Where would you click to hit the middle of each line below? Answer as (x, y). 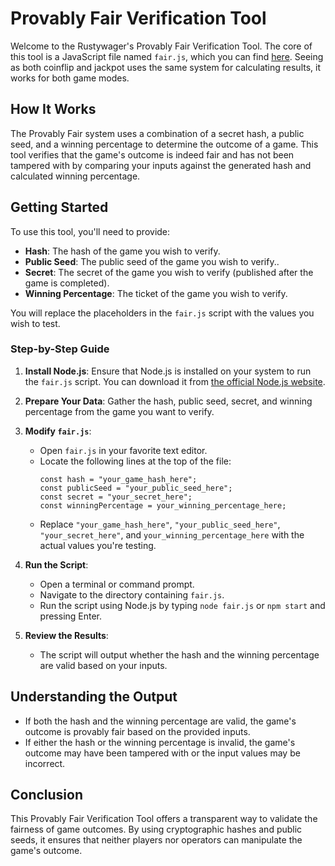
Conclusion (47, 795)
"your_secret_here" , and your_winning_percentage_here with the (172, 534)
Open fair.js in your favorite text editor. (123, 450)
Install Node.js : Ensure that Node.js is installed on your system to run (168, 371)
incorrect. (45, 763)
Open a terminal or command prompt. (117, 584)
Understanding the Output (94, 697)
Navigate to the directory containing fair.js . (132, 594)
